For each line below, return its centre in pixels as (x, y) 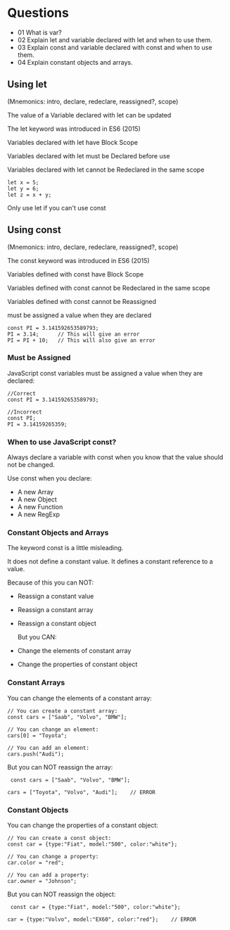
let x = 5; (23, 182)
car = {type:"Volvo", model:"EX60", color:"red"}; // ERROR (102, 919)
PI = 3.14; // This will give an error (74, 334)
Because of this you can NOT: (50, 582)
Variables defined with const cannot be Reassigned (82, 301)
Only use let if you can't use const (57, 208)
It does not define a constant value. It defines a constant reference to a (110, 561)
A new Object (37, 499)
